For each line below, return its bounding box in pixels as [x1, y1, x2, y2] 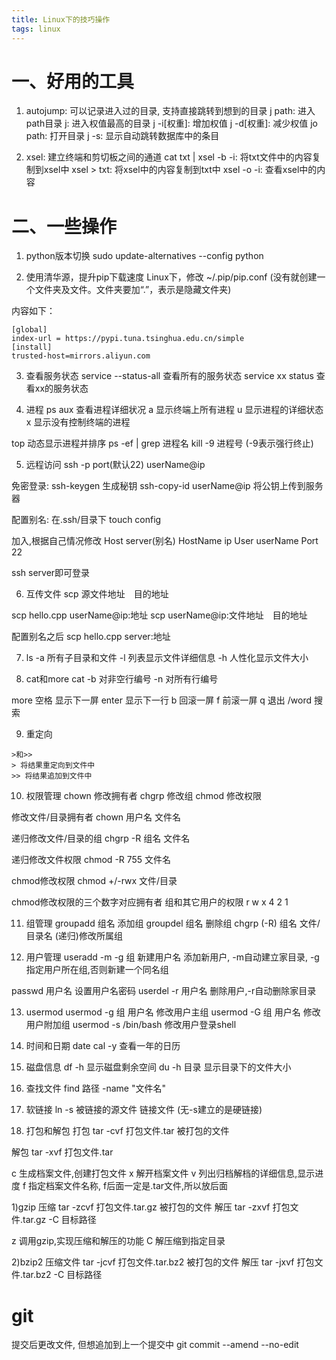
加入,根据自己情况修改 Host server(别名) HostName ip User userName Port [11, 535, 319, 547]
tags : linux [11, 24, 61, 34]
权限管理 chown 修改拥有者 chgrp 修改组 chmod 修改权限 [25, 790, 262, 802]
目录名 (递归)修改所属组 [25, 930, 123, 942]
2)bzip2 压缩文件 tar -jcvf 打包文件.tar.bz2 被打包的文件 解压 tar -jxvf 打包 [11, 1256, 315, 1268]
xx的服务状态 [34, 382, 89, 395]
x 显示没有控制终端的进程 [25, 416, 131, 428]
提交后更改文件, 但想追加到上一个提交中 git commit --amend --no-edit [11, 1339, 299, 1351]
